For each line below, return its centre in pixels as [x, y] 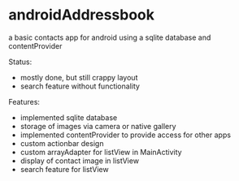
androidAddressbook [82, 15]
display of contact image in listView [80, 161]
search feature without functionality [80, 86]
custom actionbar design [62, 143]
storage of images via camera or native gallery [98, 126]
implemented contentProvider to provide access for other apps [126, 135]
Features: [24, 101]
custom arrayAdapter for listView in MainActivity [101, 152]
